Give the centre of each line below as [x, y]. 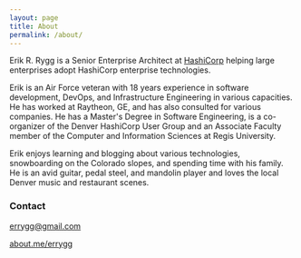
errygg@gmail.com [45, 226]
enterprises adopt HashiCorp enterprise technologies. [110, 70]
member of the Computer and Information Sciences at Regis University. [143, 136]
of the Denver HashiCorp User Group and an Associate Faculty [164, 126]
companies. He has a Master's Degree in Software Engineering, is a [136, 117]
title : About [34, 26]
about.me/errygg [41, 243]
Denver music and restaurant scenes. [79, 183]
